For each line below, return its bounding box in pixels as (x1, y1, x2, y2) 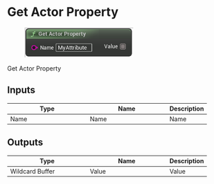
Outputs (7, 136, 44, 149)
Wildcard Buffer (10, 167, 55, 175)
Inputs (7, 84, 36, 96)
